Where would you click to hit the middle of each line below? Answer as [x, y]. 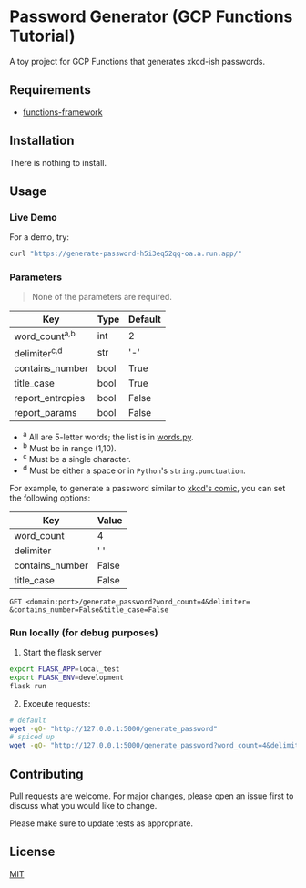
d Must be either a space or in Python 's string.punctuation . [134, 470]
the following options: [50, 498]
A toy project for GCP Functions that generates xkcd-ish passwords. [138, 61]
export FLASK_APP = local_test [65, 669]
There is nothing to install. [58, 162]
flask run [28, 686]
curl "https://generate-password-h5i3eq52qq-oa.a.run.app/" [126, 254]
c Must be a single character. [77, 459]
